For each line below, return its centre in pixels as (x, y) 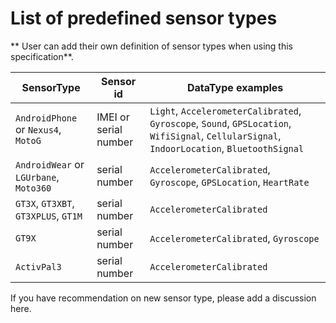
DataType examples (235, 87)
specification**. (42, 56)
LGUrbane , (37, 177)
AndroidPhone (46, 118)
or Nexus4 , (38, 129)
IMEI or (113, 117)
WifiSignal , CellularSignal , (215, 135)
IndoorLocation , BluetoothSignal (227, 148)
